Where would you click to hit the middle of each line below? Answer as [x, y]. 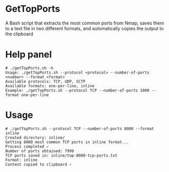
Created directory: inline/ [35, 138]
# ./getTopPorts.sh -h [29, 68]
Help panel [29, 55]
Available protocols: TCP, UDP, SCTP [45, 81]
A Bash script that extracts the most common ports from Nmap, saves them [85, 23]
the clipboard [19, 34]
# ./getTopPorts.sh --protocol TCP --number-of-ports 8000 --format [80, 129]
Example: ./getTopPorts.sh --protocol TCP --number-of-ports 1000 [77, 90]
